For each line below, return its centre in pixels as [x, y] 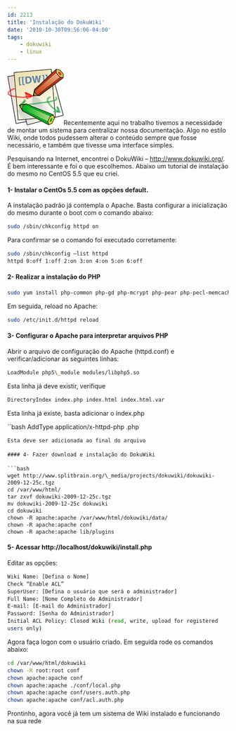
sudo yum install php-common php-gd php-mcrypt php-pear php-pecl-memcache [120, 293]
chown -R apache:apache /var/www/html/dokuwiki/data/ [88, 518]
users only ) [25, 628]
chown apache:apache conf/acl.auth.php [66, 700]
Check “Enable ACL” [36, 584]
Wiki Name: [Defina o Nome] [48, 577]
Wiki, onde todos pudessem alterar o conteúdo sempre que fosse [102, 138]
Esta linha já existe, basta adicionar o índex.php [76, 413]
